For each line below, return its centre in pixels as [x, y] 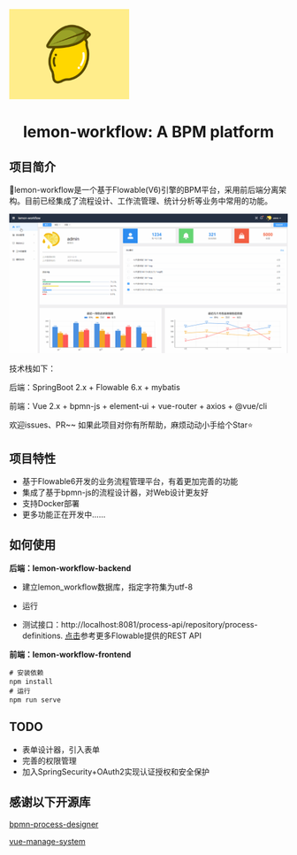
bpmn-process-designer [54, 824]
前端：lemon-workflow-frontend [70, 654]
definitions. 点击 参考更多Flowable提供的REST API [111, 635]
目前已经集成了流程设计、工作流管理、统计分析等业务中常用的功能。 [148, 201]
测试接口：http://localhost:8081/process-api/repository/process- [140, 624]
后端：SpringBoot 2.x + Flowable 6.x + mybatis [95, 388]
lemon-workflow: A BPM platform [148, 132]
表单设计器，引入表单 [61, 749]
